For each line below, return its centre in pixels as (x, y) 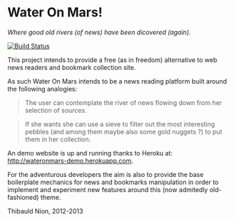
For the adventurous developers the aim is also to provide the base (106, 174)
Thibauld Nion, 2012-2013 (45, 211)
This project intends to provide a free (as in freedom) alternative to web (112, 60)
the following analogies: (42, 89)
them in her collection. (58, 139)
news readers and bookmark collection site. (72, 67)
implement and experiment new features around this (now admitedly (108, 189)
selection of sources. (56, 110)
